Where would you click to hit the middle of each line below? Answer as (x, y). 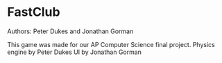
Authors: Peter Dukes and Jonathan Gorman (70, 31)
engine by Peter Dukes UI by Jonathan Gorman (75, 52)
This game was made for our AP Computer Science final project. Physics (111, 44)
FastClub (34, 12)
